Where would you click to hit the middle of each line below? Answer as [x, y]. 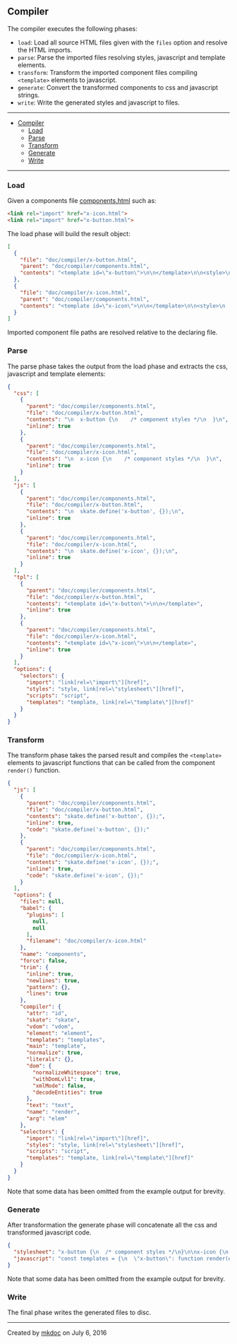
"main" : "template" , [56, 1046]
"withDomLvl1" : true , [65, 1079]
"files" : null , [42, 902]
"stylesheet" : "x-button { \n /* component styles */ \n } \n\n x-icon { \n [121, 1252]
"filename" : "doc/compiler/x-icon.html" [86, 941]
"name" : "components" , [53, 954]
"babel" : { [36, 908]
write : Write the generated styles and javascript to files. [98, 103]
